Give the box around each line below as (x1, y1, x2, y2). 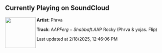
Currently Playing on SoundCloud (5, 4, 110, 12)
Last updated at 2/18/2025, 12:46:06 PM (36, 36, 118, 42)
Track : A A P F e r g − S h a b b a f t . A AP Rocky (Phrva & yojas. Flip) (36, 26, 158, 32)
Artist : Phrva (36, 17, 63, 23)
